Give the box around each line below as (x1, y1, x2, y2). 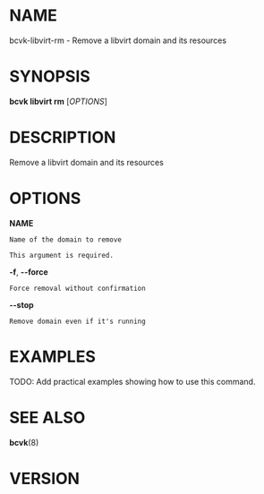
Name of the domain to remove (9, 234, 123, 244)
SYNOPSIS (9, 66, 91, 87)
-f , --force (9, 266, 48, 277)
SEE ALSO (9, 407, 86, 428)
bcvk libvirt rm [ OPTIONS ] (9, 96, 107, 106)
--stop (9, 299, 34, 310)
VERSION (9, 468, 81, 489)
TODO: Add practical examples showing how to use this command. (9, 376, 256, 387)
